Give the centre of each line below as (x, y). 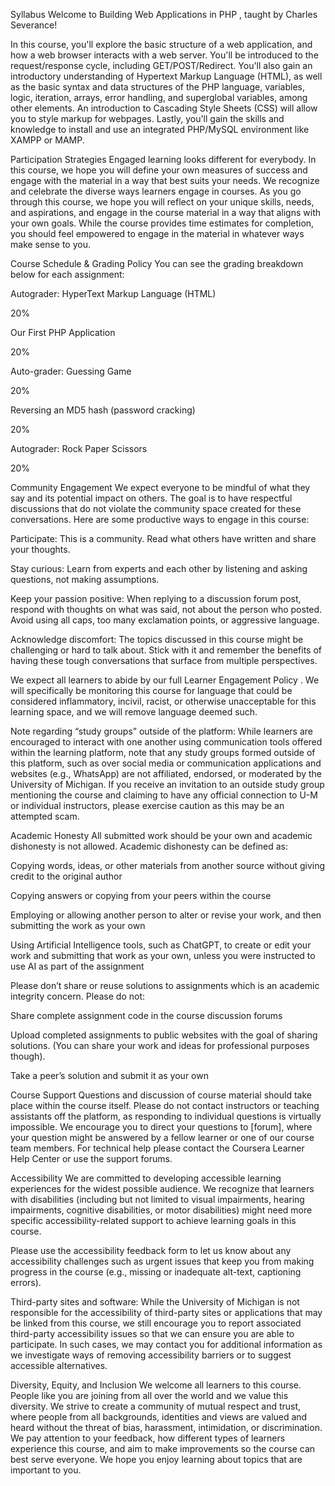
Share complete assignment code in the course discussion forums (146, 1015)
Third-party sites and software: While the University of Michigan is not (155, 1302)
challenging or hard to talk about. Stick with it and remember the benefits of (166, 650)
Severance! (34, 25)
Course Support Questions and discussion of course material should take (161, 1095)
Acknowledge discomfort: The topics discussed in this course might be (157, 639)
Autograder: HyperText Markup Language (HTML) (113, 293)
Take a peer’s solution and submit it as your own (109, 1075)
